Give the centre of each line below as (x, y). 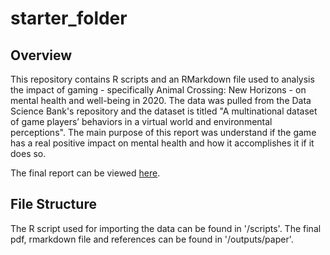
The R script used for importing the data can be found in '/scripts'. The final (166, 228)
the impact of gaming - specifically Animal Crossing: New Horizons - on (158, 90)
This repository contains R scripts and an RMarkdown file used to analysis (162, 79)
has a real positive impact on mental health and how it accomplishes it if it (162, 143)
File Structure (53, 204)
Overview (41, 55)
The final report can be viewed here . (85, 173)
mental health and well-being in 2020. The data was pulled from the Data (161, 100)
